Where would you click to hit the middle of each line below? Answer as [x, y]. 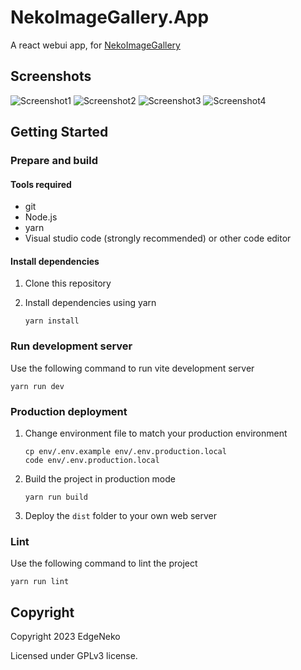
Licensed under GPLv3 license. [74, 656]
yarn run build [56, 497]
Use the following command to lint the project [104, 563]
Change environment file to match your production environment [156, 433]
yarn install [52, 321]
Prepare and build [54, 161]
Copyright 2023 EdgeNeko [65, 637]
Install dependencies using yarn [90, 303]
